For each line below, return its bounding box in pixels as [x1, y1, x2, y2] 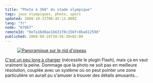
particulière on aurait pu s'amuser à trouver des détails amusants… [5, 72, 139, 78]
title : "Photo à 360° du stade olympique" [5, 7, 92, 12]
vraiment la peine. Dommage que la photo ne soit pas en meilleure [5, 62, 137, 68]
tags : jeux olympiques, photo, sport [5, 12, 81, 17]
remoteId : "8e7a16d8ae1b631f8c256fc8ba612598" [5, 30, 101, 34]
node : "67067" [5, 25, 34, 30]
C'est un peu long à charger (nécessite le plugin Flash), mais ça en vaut [5, 57, 148, 63]
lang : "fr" [5, 20, 27, 26]
